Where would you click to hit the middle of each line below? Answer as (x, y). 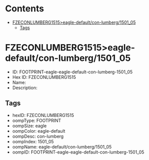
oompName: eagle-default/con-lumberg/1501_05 (62, 147)
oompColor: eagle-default (39, 131)
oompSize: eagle (29, 126)
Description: (25, 88)
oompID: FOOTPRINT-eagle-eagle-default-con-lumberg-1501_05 (78, 152)
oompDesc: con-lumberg (38, 136)
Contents (25, 9)
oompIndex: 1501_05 (33, 141)
